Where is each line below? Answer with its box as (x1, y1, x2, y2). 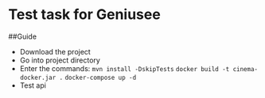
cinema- (232, 65, 259, 73)
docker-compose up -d (64, 73, 137, 81)
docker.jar (19, 73, 57, 81)
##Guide (8, 32, 37, 41)
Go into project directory (19, 55, 101, 65)
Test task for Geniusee (8, 6, 161, 24)
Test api (19, 81, 46, 90)
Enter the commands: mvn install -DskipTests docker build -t (19, 63, 230, 73)
